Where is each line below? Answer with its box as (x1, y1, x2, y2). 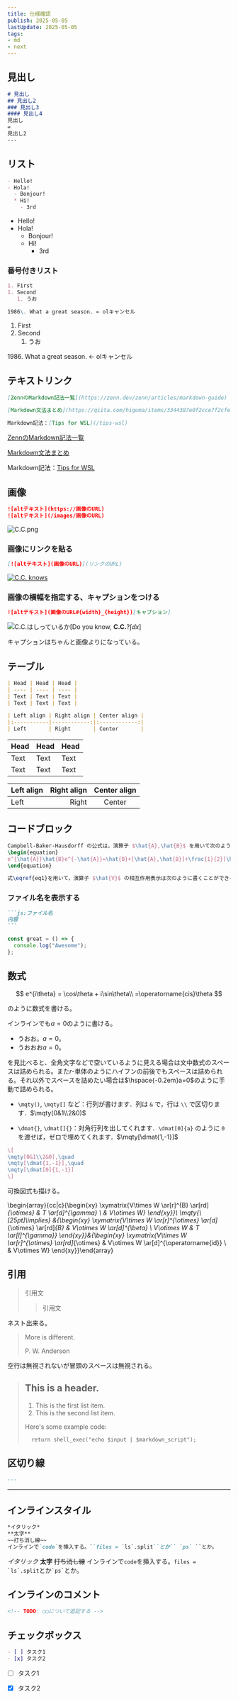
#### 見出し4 (7, 111, 42, 118)
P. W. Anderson (24, 1347, 70, 1355)
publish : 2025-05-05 (7, 17, 69, 24)
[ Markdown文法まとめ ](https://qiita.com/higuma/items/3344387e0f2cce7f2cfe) (7, 407, 234, 414)
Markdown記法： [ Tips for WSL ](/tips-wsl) (7, 420, 128, 427)
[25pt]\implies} (7, 1216, 51, 1224)
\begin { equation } (7, 849, 59, 856)
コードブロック (7, 823, 73, 835)
